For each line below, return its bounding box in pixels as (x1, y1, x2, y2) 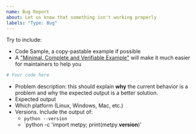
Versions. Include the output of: (14, 108, 93, 115)
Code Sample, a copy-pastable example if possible (14, 48, 141, 55)
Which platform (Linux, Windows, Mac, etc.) (14, 102, 124, 109)
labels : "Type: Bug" (6, 20, 58, 26)
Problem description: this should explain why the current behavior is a (14, 83, 188, 90)
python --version (23, 116, 68, 122)
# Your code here (6, 72, 50, 78)
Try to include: (6, 36, 42, 44)
